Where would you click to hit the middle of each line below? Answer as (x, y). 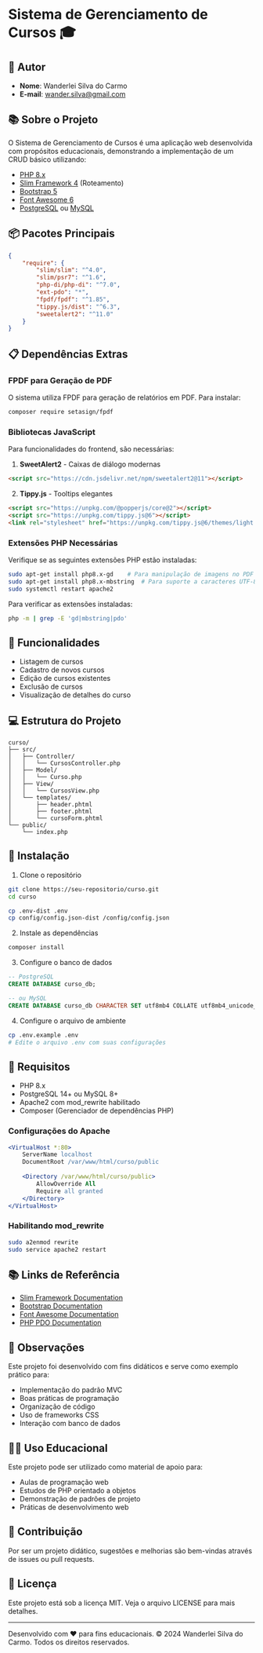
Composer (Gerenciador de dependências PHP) (97, 1111)
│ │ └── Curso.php (45, 777)
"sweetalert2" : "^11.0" (75, 314)
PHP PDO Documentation (60, 1323)
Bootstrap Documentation (61, 1306)
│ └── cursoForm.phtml (56, 818)
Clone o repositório (50, 875)
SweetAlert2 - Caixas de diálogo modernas (90, 464)
